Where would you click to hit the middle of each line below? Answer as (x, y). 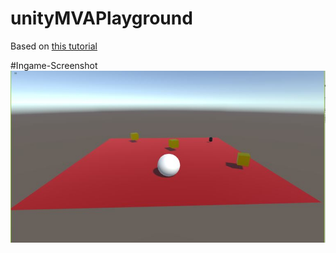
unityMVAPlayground (101, 18)
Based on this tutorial (54, 46)
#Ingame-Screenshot (54, 65)
